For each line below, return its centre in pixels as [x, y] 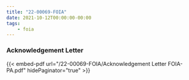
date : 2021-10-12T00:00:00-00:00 [49, 18]
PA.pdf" [16, 70]
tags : [13, 23]
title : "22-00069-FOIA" [37, 12]
